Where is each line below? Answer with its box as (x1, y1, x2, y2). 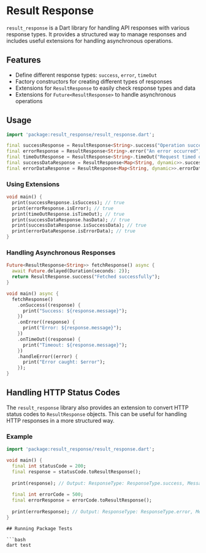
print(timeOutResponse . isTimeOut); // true (12, 211, 124, 217)
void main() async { (6, 290, 59, 297)
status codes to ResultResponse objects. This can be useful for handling (6, 410, 187, 418)
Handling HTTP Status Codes (6, 388, 121, 398)
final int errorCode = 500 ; (12, 492, 84, 498)
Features (6, 55, 41, 65)
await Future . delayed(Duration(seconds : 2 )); (12, 268, 131, 274)
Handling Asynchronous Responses (6, 248, 116, 257)
